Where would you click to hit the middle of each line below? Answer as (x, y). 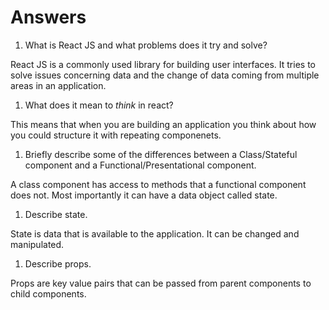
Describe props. (58, 263)
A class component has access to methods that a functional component (158, 184)
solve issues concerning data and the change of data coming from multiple (165, 75)
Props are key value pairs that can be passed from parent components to (161, 283)
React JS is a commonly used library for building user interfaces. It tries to (163, 64)
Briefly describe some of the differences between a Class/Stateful (161, 154)
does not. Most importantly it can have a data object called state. (144, 195)
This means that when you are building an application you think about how (163, 124)
